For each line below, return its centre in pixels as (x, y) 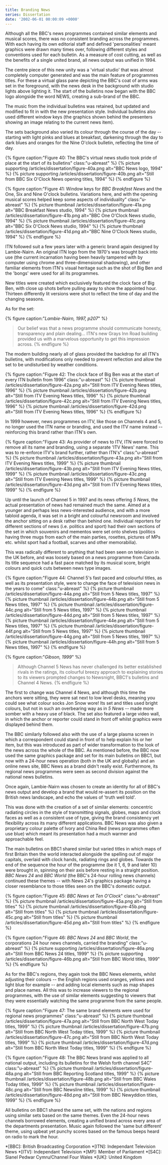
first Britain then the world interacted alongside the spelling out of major (79, 854)
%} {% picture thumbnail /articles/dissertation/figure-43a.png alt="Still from (84, 458)
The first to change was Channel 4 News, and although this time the (75, 693)
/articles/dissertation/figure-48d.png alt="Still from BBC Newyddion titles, (81, 1095)
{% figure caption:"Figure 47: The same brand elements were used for (78, 1011)
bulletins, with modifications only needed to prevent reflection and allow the (83, 359)
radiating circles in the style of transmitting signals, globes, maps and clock (83, 812)
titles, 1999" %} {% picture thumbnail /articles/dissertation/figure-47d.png (82, 1042)
